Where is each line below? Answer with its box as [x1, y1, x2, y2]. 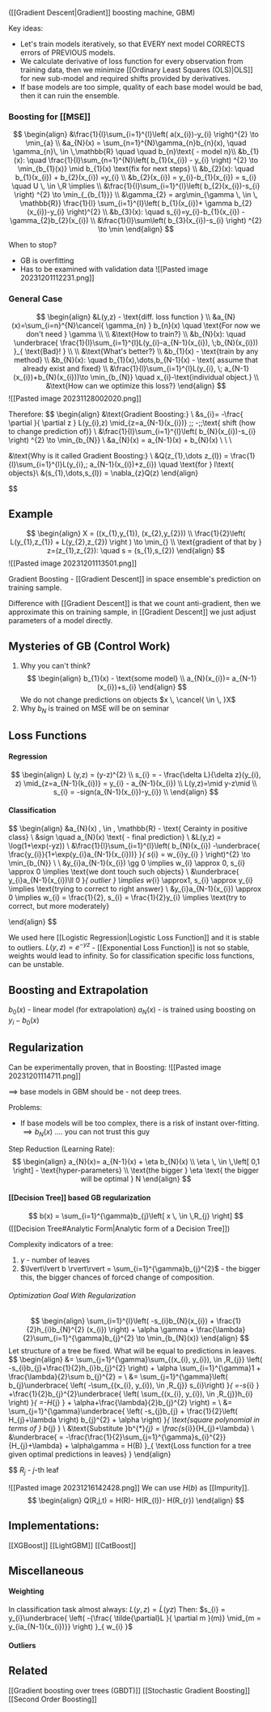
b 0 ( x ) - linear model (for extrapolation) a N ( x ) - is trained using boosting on [8, 1004, 256, 1017]
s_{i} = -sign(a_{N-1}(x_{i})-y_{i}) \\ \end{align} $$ [53, 787, 219, 797]
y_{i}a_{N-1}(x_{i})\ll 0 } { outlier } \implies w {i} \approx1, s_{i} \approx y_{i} [8, 875, 253, 884]
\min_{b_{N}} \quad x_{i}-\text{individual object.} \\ [90, 372, 259, 381]
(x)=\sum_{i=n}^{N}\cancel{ [11, 320, 104, 330]
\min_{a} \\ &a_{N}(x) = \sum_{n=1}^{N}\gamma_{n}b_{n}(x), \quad [25, 138, 247, 148]
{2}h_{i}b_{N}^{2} [26, 1324, 85, 1334]
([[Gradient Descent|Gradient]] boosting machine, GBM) [8, 8, 196, 17]
